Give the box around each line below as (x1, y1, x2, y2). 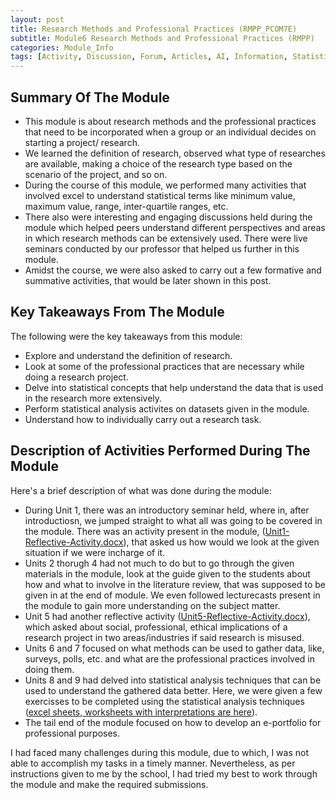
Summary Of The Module (10, 89, 170, 106)
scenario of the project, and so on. (24, 168, 168, 180)
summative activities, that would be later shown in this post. (24, 274, 272, 286)
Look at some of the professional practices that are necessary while (24, 360, 305, 372)
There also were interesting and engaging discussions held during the (24, 211, 313, 223)
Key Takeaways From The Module (10, 304, 225, 321)
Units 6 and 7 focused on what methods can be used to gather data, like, (24, 642, 325, 654)
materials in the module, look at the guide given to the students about (24, 567, 311, 580)
